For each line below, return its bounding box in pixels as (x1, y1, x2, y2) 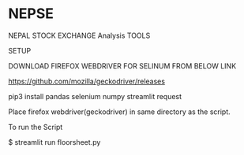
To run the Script (8, 122, 63, 131)
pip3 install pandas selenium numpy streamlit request (8, 91, 182, 101)
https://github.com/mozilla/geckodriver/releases (8, 76, 166, 86)
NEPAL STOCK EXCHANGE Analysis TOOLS (8, 31, 151, 40)
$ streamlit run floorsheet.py (8, 137, 101, 146)
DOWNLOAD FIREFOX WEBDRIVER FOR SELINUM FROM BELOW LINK (8, 61, 237, 71)
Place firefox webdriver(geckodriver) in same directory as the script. (8, 107, 231, 116)
